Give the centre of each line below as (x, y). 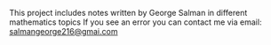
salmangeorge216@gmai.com (64, 31)
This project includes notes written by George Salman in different (128, 13)
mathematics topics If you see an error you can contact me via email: (135, 22)
